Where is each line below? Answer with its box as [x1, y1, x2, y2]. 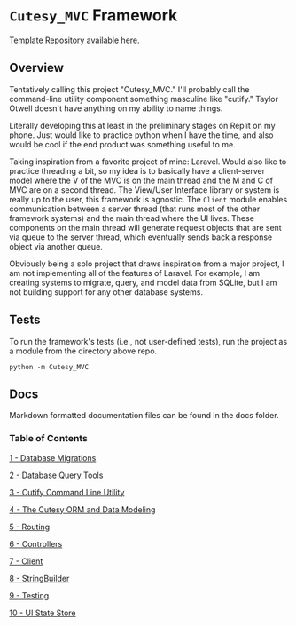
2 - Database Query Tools [9, 470, 104, 480]
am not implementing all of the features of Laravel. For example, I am [9, 267, 261, 278]
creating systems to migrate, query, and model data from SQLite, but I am [9, 277, 277, 288]
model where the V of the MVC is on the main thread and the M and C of [9, 175, 273, 186]
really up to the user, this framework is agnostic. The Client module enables [9, 194, 288, 204]
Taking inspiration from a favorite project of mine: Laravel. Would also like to [9, 156, 287, 167]
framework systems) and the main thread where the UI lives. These [9, 212, 255, 223]
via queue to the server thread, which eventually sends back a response [9, 232, 273, 242]
